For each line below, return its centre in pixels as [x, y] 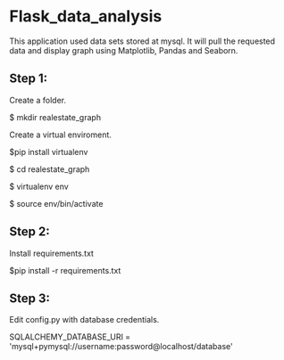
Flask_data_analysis [86, 16]
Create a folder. [38, 100]
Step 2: [30, 232]
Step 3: [30, 298]
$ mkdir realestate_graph [55, 117]
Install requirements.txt [51, 253]
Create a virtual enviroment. [60, 135]
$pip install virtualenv [49, 151]
